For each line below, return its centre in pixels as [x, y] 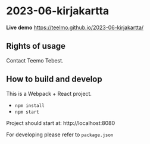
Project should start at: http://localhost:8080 [60, 123]
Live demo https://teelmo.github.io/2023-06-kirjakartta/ [75, 27]
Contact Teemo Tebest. [35, 60]
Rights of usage [36, 46]
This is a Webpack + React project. [49, 93]
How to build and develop [54, 79]
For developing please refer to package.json [60, 134]
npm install [29, 105]
